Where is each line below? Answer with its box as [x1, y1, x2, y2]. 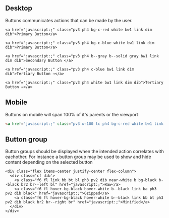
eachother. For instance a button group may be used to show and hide [5, 154, 151, 160]
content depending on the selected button [5, 159, 93, 165]
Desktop [5, 4, 33, 13]
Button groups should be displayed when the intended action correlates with [5, 149, 164, 155]
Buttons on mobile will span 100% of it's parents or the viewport [5, 111, 138, 117]
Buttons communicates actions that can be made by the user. [5, 17, 133, 23]
